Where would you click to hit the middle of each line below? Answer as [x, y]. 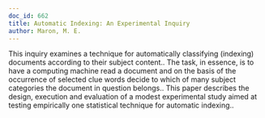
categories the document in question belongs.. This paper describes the [129, 88]
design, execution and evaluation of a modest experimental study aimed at [133, 97]
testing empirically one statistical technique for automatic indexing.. [121, 105]
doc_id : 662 [28, 16]
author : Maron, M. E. [45, 31]
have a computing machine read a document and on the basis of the [122, 71]
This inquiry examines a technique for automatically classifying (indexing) [131, 54]
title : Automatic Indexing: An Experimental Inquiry [99, 23]
